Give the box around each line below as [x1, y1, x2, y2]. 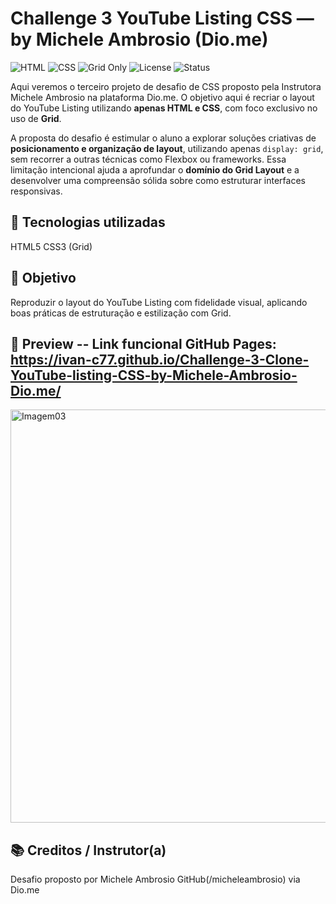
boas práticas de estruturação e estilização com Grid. [10, 307, 232, 319]
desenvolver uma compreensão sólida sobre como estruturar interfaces [10, 174, 306, 186]
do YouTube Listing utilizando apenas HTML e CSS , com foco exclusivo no [10, 102, 318, 114]
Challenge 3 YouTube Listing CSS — [10, 7, 315, 30]
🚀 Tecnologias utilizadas [10, 214, 166, 231]
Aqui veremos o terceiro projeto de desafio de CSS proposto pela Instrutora [10, 80, 322, 92]
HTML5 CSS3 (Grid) [10, 240, 93, 252]
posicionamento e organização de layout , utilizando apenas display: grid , [10, 142, 324, 154]
